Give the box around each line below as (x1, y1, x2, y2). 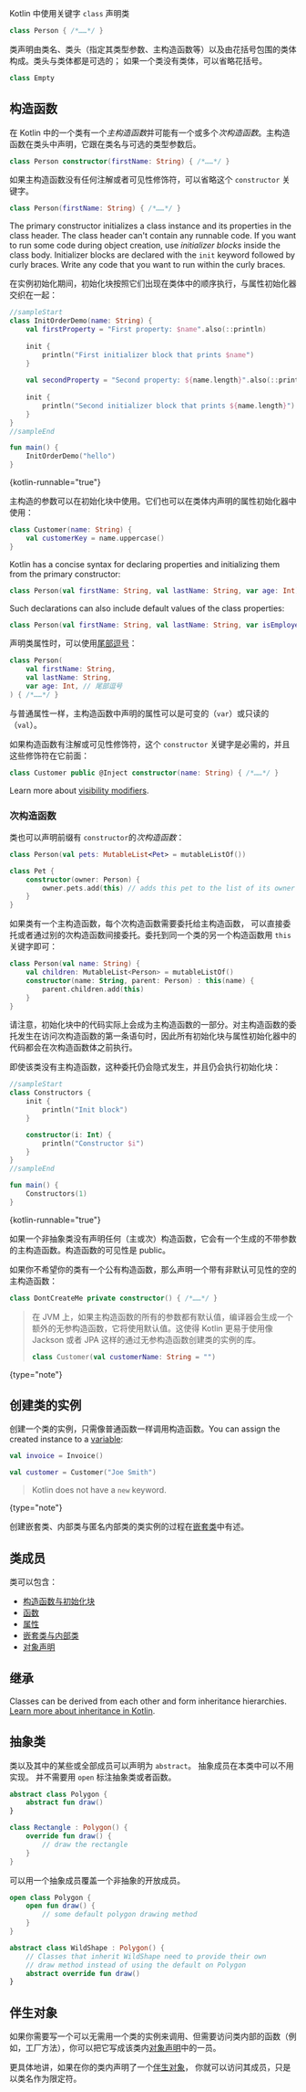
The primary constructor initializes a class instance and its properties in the (9, 220, 291, 231)
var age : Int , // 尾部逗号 (25, 681, 123, 692)
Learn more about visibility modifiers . (9, 785, 149, 796)
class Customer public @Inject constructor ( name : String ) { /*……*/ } (9, 768, 280, 777)
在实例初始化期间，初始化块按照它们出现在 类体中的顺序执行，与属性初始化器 (9, 278, 297, 290)
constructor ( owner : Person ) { (25, 875, 141, 884)
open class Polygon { (9, 1893, 92, 1902)
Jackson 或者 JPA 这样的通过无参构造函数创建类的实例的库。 (31, 1334, 261, 1345)
